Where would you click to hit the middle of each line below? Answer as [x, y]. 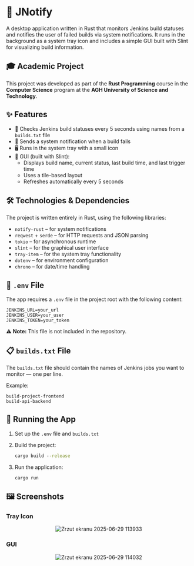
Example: [17, 385]
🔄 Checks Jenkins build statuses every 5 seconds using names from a [100, 128]
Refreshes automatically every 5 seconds [73, 181]
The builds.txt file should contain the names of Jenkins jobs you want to [95, 368]
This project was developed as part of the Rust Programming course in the [97, 83]
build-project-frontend [35, 396]
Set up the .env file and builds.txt [57, 433]
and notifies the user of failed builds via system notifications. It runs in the [96, 34]
